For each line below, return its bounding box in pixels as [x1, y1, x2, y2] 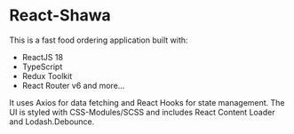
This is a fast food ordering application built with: [9, 35, 188, 45]
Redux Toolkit [21, 70, 73, 81]
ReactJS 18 [21, 51, 64, 62]
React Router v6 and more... [21, 80, 125, 91]
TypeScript [21, 61, 63, 72]
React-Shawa [9, 5, 111, 26]
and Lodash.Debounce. [9, 116, 95, 127]
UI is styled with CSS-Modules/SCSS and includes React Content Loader [9, 106, 275, 117]
